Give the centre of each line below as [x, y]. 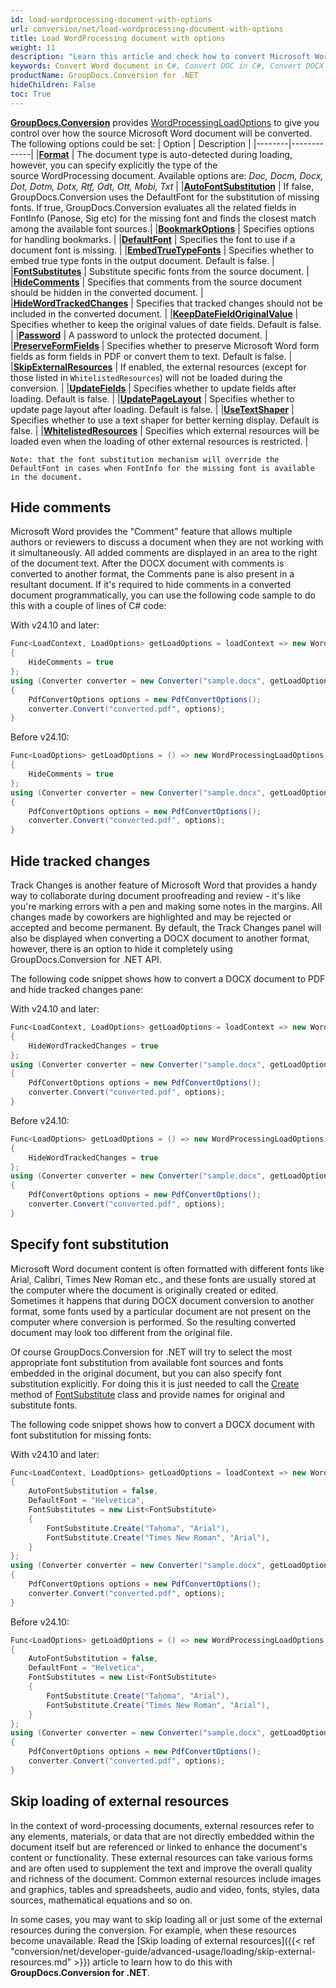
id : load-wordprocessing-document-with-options [111, 19]
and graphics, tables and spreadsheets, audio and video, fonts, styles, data [165, 1889]
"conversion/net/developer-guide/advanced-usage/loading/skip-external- [163, 1951]
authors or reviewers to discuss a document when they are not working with [167, 542]
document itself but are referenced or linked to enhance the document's [159, 1847]
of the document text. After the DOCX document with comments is [147, 563]
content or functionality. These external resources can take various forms [161, 1857]
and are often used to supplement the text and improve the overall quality [161, 1868]
